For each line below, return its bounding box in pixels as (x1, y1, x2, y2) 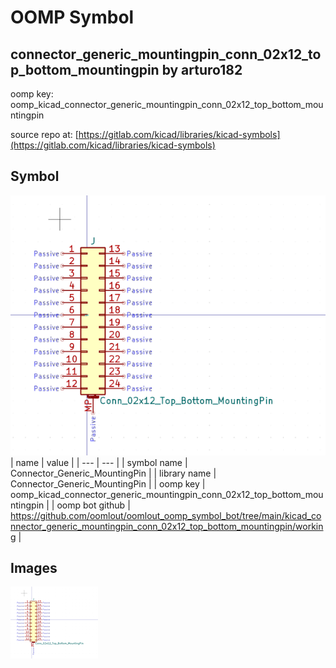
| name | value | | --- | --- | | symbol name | (10, 456, 188, 468)
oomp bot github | (56, 499, 131, 511)
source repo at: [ (10, 129, 79, 140)
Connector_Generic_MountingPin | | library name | (10, 467, 217, 479)
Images (10, 560, 58, 576)
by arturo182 (161, 61, 243, 78)
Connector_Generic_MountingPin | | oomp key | (10, 477, 206, 490)
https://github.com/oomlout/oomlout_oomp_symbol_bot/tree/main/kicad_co (10, 509, 322, 521)
